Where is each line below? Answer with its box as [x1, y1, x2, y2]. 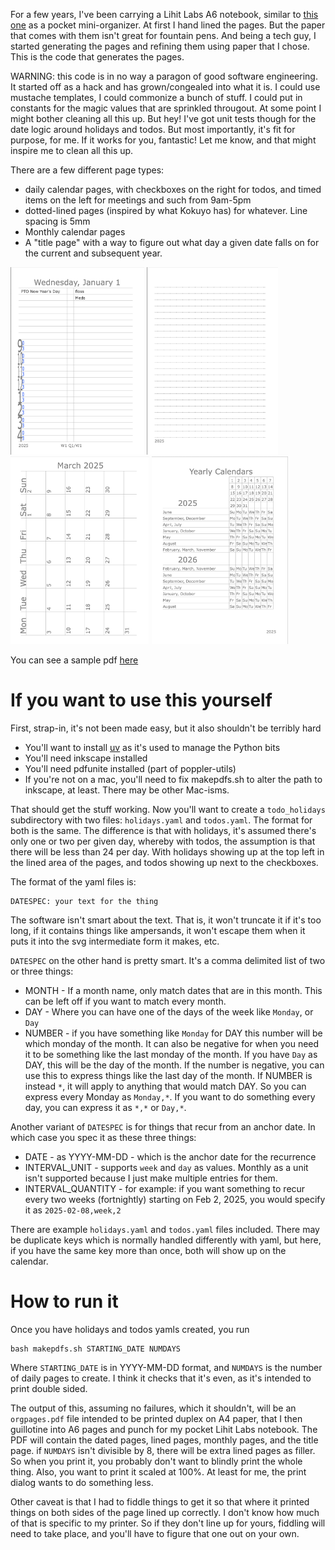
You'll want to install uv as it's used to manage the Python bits [24, 741, 281, 753]
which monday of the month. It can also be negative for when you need [24, 1037, 320, 1049]
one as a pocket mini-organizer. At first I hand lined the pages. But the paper [10, 19, 326, 31]
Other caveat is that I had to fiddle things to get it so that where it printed [10, 1495, 310, 1508]
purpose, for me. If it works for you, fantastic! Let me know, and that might [10, 134, 317, 146]
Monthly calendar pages [24, 226, 126, 238]
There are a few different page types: [10, 164, 165, 176]
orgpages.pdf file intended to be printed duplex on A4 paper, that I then [10, 1412, 303, 1424]
